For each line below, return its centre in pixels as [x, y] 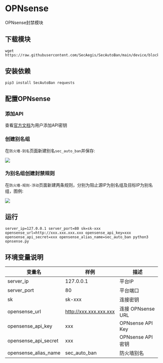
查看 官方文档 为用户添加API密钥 [36, 125]
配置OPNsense [28, 98]
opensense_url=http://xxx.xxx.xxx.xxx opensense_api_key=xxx [68, 233]
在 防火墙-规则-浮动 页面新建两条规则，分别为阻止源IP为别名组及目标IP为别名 [79, 185]
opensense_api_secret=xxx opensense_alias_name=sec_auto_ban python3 [77, 237]
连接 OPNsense [137, 309]
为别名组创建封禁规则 [30, 173]
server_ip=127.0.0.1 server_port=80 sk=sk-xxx [53, 228]
